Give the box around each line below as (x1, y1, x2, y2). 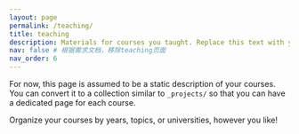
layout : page (9, 12, 58, 22)
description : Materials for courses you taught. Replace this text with (9, 37, 285, 47)
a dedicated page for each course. (9, 98, 136, 107)
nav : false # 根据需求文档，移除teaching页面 (9, 46, 166, 55)
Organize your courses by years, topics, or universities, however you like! (9, 114, 279, 125)
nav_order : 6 (9, 54, 58, 63)
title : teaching (9, 29, 69, 38)
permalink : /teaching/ (9, 21, 93, 30)
